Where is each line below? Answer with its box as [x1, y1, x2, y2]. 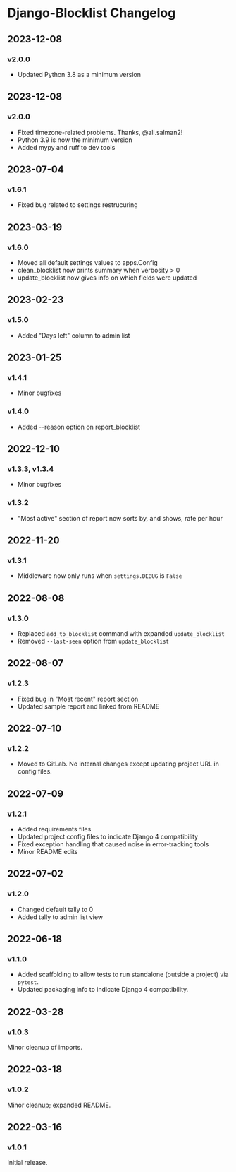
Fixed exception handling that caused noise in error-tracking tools [17, 840, 209, 848]
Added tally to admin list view [17, 913, 104, 921]
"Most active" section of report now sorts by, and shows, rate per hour [17, 514, 223, 522]
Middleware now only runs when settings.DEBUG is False [17, 572, 182, 580]
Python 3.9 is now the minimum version [17, 136, 132, 144]
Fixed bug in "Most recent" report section [17, 694, 139, 703]
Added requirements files [17, 825, 92, 834]
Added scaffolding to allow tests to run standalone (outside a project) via [17, 970, 229, 979]
